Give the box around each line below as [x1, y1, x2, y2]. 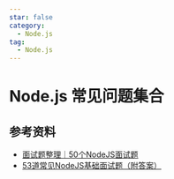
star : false [9, 12, 53, 22]
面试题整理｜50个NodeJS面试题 [21, 149, 139, 160]
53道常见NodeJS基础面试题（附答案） [21, 160, 162, 171]
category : [9, 21, 46, 30]
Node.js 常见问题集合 [9, 86, 165, 107]
